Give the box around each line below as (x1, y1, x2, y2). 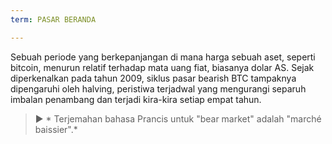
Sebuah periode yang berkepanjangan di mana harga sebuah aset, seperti (10, 51, 316, 63)
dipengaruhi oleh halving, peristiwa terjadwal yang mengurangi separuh (10, 82, 307, 95)
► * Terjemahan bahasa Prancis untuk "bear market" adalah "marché (34, 112, 322, 125)
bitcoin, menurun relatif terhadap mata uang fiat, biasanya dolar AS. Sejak (10, 61, 315, 73)
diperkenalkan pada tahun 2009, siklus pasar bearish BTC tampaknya (10, 72, 297, 84)
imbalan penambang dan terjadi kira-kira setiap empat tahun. (10, 93, 262, 105)
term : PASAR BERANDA (10, 14, 97, 25)
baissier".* (34, 123, 78, 135)
